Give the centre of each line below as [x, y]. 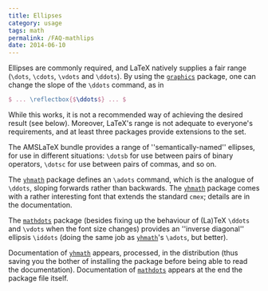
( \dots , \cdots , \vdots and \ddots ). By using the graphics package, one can [132, 77]
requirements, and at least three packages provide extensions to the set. [127, 132]
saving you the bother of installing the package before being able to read [128, 261]
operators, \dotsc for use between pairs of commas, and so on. [112, 164]
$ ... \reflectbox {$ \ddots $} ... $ [67, 100]
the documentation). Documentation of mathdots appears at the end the [126, 269]
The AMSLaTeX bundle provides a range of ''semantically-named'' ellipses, [132, 147]
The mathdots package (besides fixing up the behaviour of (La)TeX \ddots [129, 220]
